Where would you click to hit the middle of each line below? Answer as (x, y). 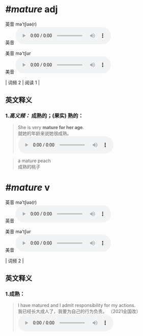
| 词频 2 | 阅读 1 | (22, 82)
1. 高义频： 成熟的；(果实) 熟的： (45, 116)
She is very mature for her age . (51, 127)
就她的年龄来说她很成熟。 (45, 133)
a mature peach (34, 161)
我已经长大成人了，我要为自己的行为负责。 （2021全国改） (79, 312)
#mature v (27, 187)
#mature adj (32, 9)
